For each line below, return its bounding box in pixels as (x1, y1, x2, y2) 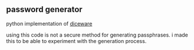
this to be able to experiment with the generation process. (6, 37, 147, 44)
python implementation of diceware (6, 20, 93, 27)
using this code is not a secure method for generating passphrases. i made (6, 31, 189, 38)
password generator (6, 5, 83, 15)
